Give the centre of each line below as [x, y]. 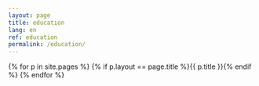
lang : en [22, 30]
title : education [36, 23]
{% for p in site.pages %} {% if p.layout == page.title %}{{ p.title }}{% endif [130, 66]
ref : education [33, 37]
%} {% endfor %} [36, 75]
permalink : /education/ [47, 45]
